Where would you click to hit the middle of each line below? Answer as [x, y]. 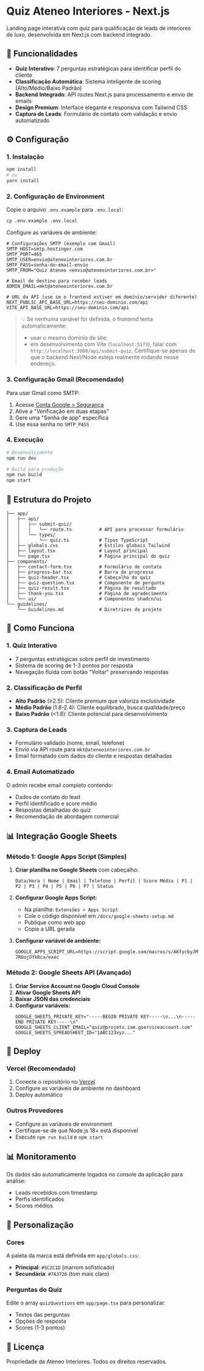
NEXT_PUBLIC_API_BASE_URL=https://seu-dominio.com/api [77, 302]
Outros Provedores [35, 1111]
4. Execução [25, 440]
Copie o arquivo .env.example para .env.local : [65, 210]
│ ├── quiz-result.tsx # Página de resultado [81, 589]
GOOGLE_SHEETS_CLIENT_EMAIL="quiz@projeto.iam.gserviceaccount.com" [104, 1027]
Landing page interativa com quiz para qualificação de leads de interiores [99, 28]
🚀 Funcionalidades [42, 54]
